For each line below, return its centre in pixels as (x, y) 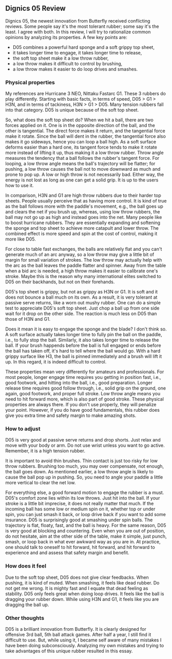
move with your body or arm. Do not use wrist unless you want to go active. (85, 445)
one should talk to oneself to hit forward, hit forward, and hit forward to (80, 547)
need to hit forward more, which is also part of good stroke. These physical (84, 399)
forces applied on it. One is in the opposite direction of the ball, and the (80, 125)
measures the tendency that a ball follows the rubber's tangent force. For (82, 158)
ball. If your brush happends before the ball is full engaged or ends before (83, 345)
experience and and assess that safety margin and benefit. (67, 553)
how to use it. (20, 186)
